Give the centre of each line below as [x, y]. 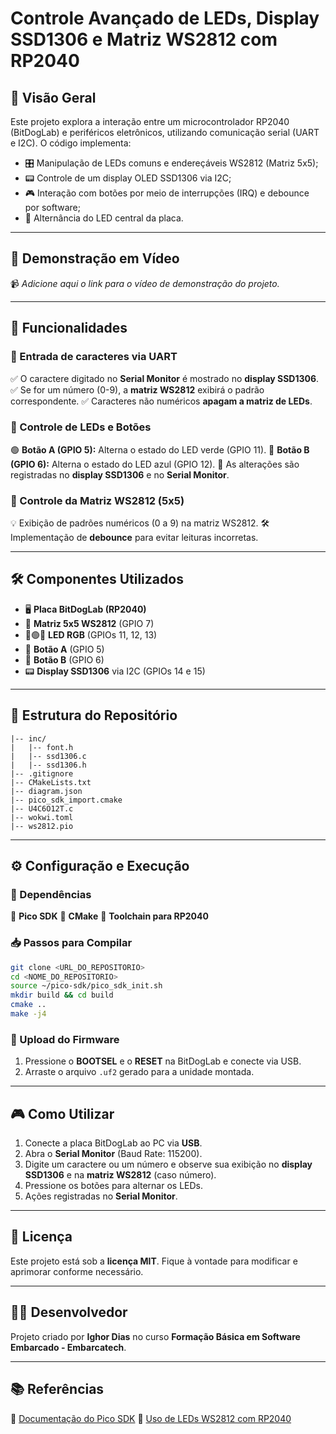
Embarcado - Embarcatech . [68, 1347]
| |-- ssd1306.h [48, 765]
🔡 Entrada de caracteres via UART [94, 357]
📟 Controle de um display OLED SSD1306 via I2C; [128, 178]
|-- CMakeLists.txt [51, 782]
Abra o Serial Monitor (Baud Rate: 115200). [113, 1154]
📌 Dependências [51, 895]
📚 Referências [57, 1389]
